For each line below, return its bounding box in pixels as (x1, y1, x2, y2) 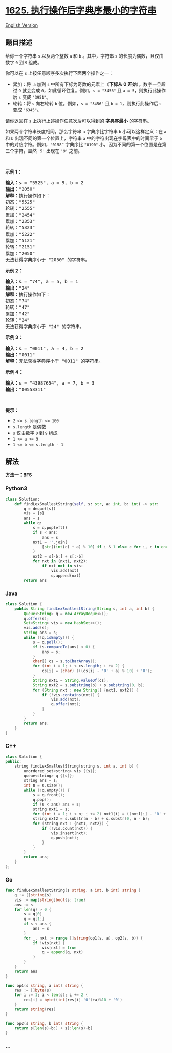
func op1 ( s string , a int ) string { (5, 983, 83, 988)
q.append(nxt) (51, 573, 81, 578)
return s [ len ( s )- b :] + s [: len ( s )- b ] (14, 1025, 93, 1031)
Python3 (5, 485, 27, 492)
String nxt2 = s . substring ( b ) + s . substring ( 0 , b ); (32, 682, 145, 688)
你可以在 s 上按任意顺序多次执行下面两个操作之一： (5, 70, 114, 76)
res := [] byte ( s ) (14, 988, 52, 993)
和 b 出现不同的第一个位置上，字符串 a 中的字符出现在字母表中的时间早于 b (5, 135, 162, 141)
